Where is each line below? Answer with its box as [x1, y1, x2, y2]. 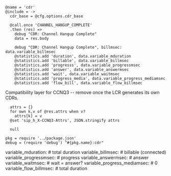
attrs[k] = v [14, 113, 42, 119]
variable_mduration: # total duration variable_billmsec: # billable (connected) [5, 149, 166, 155]
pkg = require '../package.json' [5, 136, 77, 141]
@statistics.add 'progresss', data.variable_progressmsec [14, 63, 140, 68]
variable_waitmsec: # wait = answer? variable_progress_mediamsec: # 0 [5, 160, 158, 166]
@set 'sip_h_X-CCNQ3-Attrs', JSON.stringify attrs [10, 118, 120, 123]
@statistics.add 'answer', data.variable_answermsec [14, 67, 129, 72]
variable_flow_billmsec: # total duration [5, 165, 88, 171]
